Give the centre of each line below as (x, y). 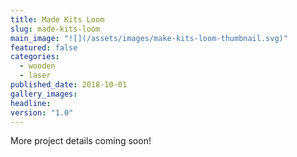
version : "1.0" (42, 112)
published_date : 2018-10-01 (69, 85)
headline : (31, 103)
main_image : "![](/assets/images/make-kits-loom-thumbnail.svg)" (149, 38)
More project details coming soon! (81, 141)
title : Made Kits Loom (57, 19)
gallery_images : (44, 94)
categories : (35, 57)
